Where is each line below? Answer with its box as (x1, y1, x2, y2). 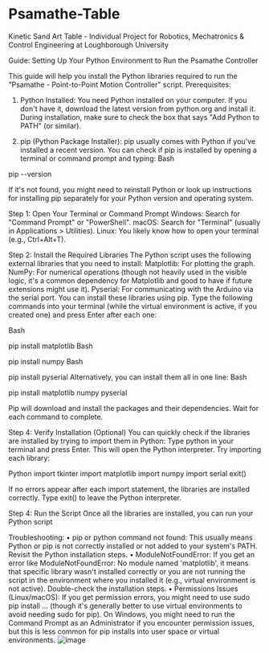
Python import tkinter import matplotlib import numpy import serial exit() (8, 468, 247, 478)
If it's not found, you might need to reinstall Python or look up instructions (8, 184, 252, 194)
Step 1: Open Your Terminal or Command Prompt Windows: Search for (8, 208, 241, 218)
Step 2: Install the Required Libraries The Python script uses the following (8, 250, 251, 260)
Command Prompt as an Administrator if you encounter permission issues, (8, 618, 255, 627)
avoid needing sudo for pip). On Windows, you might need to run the (8, 609, 235, 619)
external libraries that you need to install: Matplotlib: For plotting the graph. (8, 258, 255, 268)
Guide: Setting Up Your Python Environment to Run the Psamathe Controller (8, 55, 259, 65)
